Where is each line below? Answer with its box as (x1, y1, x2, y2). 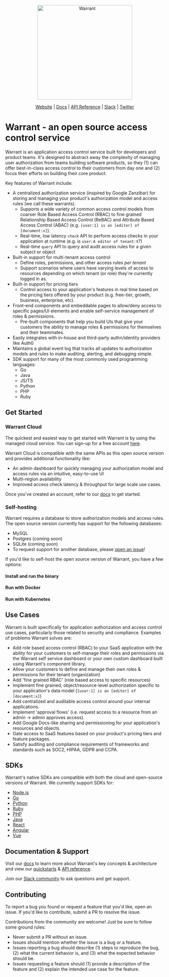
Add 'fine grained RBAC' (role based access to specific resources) (12, 677, 151, 683)
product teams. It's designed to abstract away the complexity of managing (5, 154, 160, 160)
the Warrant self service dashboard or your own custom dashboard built (12, 655, 163, 661)
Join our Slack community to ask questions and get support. (5, 876, 131, 882)
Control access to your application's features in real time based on (20, 286, 158, 292)
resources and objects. (12, 725, 61, 731)
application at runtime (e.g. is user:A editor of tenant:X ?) (20, 238, 143, 244)
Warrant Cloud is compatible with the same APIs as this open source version (5, 450, 164, 456)
